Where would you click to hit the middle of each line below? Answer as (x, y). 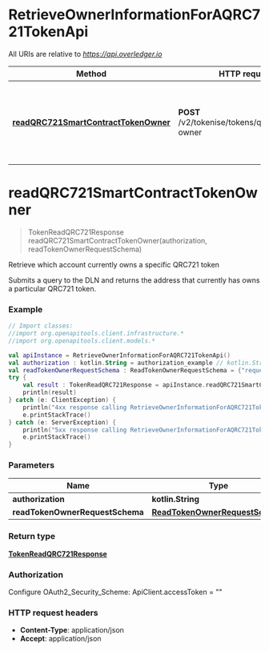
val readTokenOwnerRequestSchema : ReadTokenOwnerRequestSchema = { (125, 370)
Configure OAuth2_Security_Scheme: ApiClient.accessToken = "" (115, 592)
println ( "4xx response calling (75, 407)
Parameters (31, 465)
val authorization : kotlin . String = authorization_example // (116, 363)
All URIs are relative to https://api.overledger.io (85, 54)
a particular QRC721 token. (52, 288)
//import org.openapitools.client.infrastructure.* (96, 334)
